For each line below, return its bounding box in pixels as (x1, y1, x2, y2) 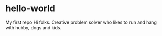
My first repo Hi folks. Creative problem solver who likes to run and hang (5, 19, 157, 25)
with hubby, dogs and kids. (5, 24, 62, 30)
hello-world (5, 3, 56, 14)
